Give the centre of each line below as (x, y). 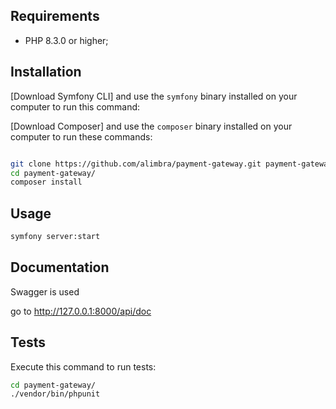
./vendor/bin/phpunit (55, 394)
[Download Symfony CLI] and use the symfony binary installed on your (154, 96)
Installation (46, 72)
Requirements (55, 16)
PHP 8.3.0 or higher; (66, 40)
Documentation (60, 267)
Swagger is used (45, 291)
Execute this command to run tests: (83, 366)
